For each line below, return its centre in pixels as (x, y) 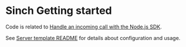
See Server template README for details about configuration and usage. (93, 38)
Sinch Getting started (59, 11)
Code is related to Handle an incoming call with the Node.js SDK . (84, 27)
